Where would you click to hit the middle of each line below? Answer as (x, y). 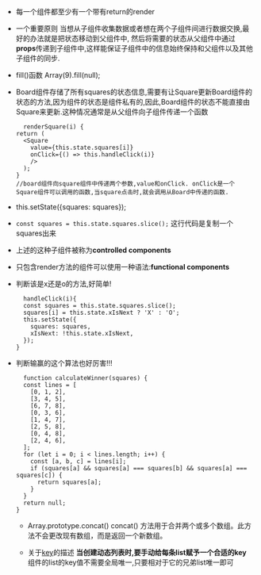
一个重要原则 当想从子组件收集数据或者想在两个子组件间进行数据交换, (129, 29)
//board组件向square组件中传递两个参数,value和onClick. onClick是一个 (125, 184)
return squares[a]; (69, 482)
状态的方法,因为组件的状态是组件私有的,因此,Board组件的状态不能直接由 (133, 102)
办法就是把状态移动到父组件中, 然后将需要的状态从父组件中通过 (132, 38)
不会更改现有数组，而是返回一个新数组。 (101, 535)
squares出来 (36, 233)
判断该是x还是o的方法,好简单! (63, 284)
